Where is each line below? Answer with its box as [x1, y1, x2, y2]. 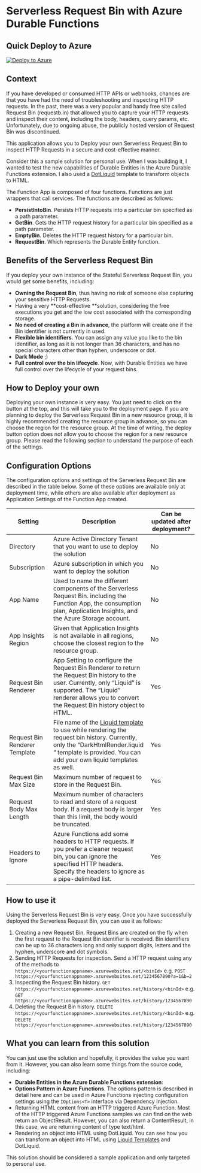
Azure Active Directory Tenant [53, 535, 138, 543]
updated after [151, 517, 191, 526]
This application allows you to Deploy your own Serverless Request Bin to [6, 140, 188, 147]
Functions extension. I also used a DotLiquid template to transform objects [6, 170, 190, 177]
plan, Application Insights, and [53, 607, 138, 615]
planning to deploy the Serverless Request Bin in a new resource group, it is [6, 411, 193, 419]
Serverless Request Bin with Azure [6, 4, 182, 18]
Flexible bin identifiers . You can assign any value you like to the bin [14, 334, 182, 341]
